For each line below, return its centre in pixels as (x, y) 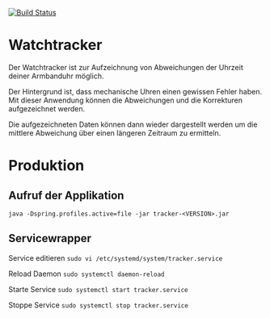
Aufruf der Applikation (66, 195)
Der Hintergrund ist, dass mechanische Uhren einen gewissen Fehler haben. (135, 91)
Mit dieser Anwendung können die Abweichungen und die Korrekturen (125, 100)
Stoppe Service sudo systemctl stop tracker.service (98, 305)
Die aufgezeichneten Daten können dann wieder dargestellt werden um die (133, 124)
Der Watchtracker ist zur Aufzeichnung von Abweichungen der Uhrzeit (126, 67)
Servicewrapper (50, 238)
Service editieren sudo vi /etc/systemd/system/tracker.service (116, 257)
